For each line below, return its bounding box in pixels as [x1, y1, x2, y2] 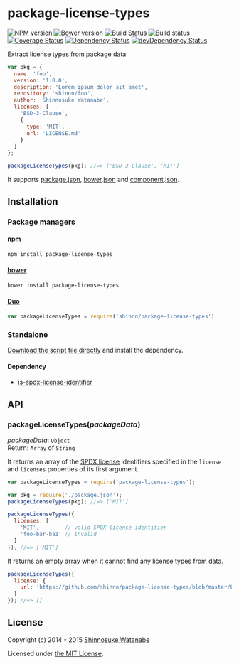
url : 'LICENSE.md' [26, 129, 81, 136]
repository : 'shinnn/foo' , [14, 90, 94, 97]
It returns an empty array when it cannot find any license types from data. [7, 557, 224, 565]
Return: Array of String [7, 443, 75, 452]
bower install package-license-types [7, 282, 119, 289]
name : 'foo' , [14, 70, 53, 77]
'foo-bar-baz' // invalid [20, 531, 97, 538]
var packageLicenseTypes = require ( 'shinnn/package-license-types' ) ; [7, 313, 218, 320]
